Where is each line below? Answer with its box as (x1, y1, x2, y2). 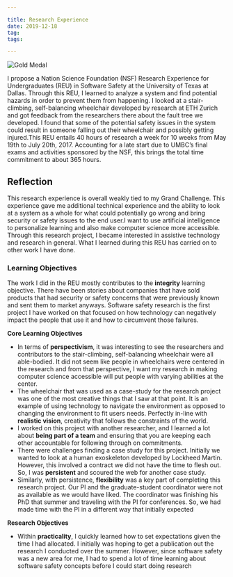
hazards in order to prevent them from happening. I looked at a (7, 97, 187, 105)
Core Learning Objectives (7, 330, 83, 338)
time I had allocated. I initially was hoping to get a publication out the (17, 539, 214, 548)
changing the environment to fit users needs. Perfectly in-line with (17, 409, 207, 418)
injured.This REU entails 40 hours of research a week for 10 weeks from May (7, 133, 227, 142)
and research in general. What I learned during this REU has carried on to (7, 238, 217, 247)
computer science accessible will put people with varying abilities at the (17, 373, 224, 381)
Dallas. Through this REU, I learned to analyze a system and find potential (7, 89, 218, 97)
